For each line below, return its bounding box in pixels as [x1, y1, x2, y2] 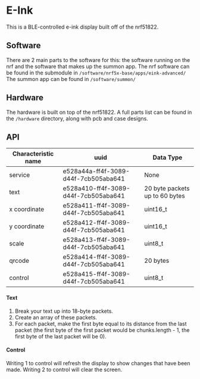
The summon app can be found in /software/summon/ [6, 75, 136, 82]
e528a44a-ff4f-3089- [62, 167, 130, 176]
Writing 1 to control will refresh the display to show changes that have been [6, 359, 190, 366]
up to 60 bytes [144, 192, 186, 200]
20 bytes [144, 257, 170, 265]
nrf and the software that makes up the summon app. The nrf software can [6, 63, 190, 70]
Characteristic [12, 150, 54, 158]
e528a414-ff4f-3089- [62, 253, 130, 261]
